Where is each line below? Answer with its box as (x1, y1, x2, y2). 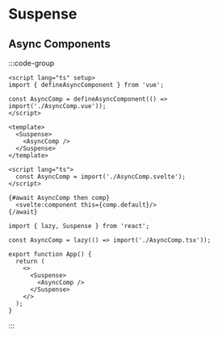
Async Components (8, 37, 111, 51)
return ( (15, 257, 45, 265)
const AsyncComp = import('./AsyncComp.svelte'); (15, 173, 186, 181)
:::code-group (8, 58, 55, 68)
